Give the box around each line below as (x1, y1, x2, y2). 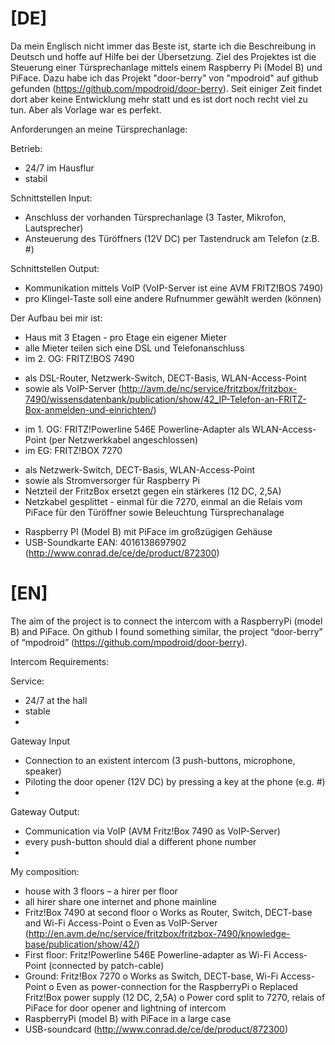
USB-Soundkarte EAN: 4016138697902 (24, 536, 187, 548)
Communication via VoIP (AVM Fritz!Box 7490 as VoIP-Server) (24, 825, 281, 837)
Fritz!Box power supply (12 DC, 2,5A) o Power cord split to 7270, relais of (24, 991, 326, 1003)
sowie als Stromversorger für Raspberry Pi (24, 474, 200, 486)
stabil (24, 172, 48, 184)
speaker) (24, 765, 62, 777)
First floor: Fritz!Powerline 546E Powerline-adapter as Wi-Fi (24, 948, 272, 961)
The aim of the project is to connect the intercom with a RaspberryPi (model (10, 615, 323, 627)
